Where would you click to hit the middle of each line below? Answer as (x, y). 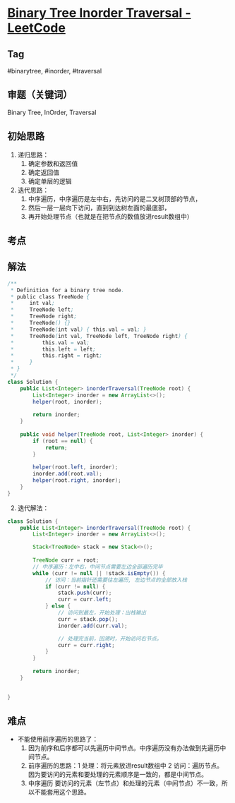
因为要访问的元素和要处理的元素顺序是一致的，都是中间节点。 (118, 775)
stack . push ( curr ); (85, 593)
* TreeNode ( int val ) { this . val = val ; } (78, 330)
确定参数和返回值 (53, 163)
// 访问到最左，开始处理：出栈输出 (102, 613)
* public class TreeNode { (50, 297)
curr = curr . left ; (85, 600)
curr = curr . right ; (86, 645)
